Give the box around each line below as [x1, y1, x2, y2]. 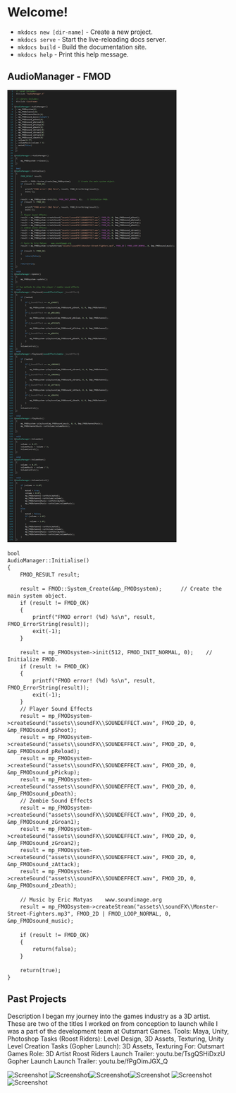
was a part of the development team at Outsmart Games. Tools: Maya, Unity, [7, 1027, 230, 1035]
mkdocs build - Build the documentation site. [17, 42, 147, 51]
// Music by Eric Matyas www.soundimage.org [20, 896, 162, 903]
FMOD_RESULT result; [20, 571, 80, 578]
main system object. [7, 592, 68, 599]
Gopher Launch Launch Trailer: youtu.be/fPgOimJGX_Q [7, 1057, 168, 1065]
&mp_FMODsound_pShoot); [7, 726, 77, 733]
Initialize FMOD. [7, 656, 58, 663]
